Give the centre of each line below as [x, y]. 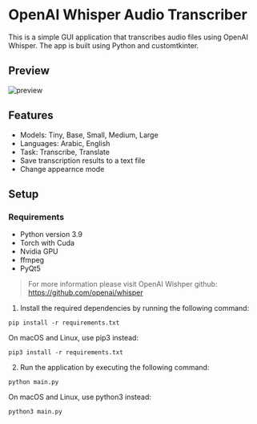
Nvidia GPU [39, 251]
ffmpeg [32, 260]
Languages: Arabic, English [65, 143]
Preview [29, 71]
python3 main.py [35, 412]
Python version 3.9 [51, 234]
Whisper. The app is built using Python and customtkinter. [104, 45]
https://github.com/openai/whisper [85, 293]
